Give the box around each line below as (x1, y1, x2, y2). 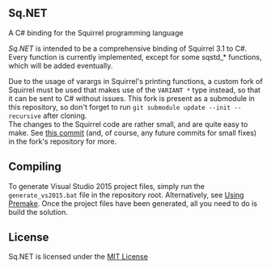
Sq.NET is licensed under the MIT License (8, 252, 148, 262)
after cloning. (43, 111, 87, 120)
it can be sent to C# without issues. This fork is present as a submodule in (8, 93, 255, 103)
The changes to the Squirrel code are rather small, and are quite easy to (8, 119, 248, 128)
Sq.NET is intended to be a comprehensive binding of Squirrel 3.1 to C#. (8, 44, 248, 53)
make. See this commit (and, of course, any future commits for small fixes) (8, 128, 257, 137)
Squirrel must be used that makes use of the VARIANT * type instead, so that (8, 85, 261, 95)
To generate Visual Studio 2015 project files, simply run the (8, 181, 205, 191)
